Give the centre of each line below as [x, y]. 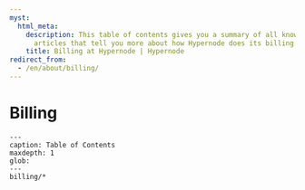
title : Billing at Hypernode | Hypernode [105, 52]
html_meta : [38, 26]
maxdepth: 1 [32, 153]
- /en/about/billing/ [59, 69]
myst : [20, 18]
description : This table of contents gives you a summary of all [152, 34]
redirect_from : [38, 60]
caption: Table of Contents [63, 145]
